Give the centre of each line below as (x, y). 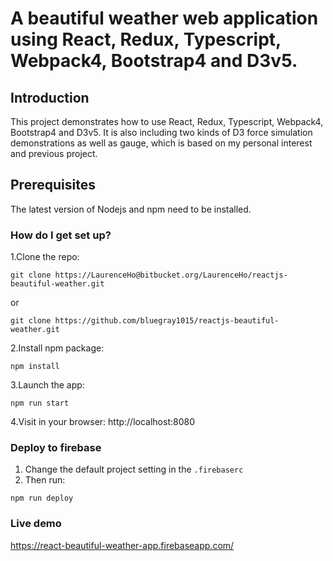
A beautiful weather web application (164, 18)
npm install (35, 367)
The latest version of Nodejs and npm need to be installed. (131, 209)
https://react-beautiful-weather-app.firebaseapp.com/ (122, 545)
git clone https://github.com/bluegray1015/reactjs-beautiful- (145, 321)
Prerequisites (53, 185)
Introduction (50, 97)
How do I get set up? (61, 235)
